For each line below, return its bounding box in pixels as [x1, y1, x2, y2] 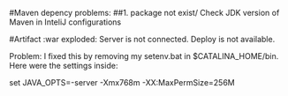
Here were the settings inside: [9, 61, 118, 70]
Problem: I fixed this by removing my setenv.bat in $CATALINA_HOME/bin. [9, 51, 279, 61]
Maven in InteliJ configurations [9, 17, 122, 27]
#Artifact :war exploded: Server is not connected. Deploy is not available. [9, 34, 276, 44]
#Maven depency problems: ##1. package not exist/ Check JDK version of [9, 8, 280, 18]
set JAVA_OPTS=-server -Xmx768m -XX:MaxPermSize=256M [9, 78, 236, 87]
